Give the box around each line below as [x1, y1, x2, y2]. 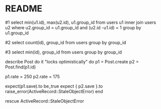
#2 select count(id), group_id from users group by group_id [5, 39, 126, 45]
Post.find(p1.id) [5, 64, 36, 70]
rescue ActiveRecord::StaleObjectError [5, 98, 84, 104]
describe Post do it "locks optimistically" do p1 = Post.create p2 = [5, 58, 139, 64]
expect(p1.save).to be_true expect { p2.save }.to [5, 83, 103, 89]
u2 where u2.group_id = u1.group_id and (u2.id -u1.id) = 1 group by [5, 24, 141, 30]
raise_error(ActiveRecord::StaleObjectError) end [5, 88, 103, 94]
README [5, 3, 43, 14]
